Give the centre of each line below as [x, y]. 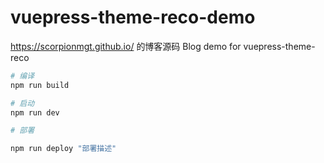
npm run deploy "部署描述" [63, 149]
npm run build [40, 85]
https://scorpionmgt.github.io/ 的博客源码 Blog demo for [126, 46]
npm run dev [35, 112]
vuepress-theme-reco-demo [133, 17]
